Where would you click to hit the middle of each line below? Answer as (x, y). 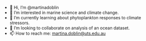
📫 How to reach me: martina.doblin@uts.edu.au (58, 33)
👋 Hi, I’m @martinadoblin (34, 7)
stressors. (20, 23)
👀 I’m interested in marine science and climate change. (64, 13)
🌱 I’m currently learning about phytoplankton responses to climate (75, 18)
